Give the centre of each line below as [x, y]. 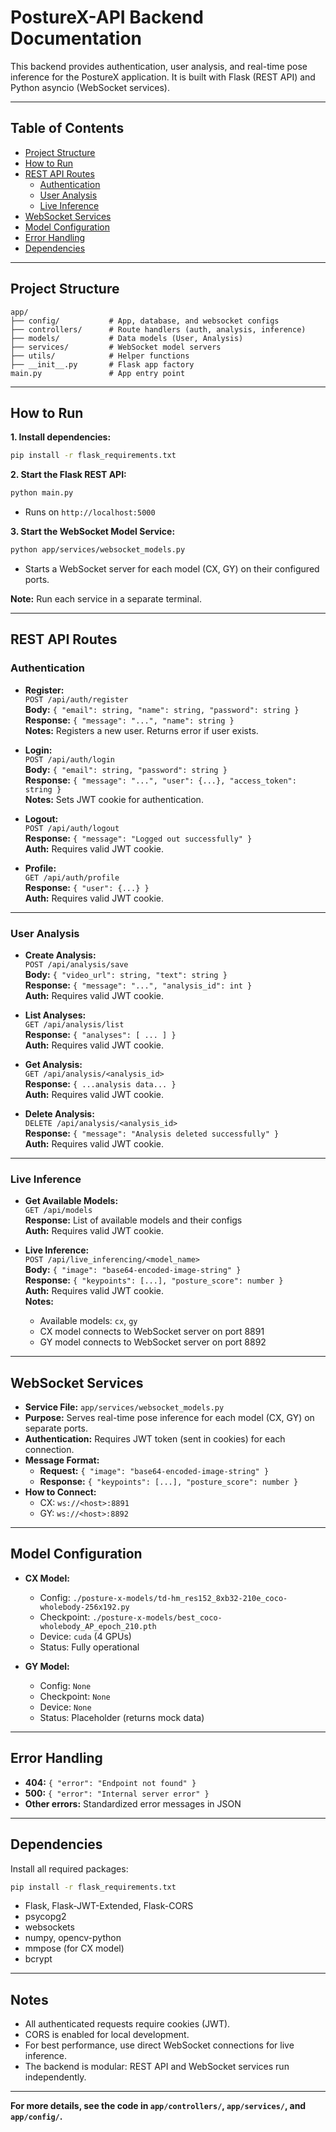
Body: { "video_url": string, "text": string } [126, 974]
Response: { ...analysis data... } [100, 1083]
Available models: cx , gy [88, 1321]
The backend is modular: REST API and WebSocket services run [157, 2067]
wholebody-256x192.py [84, 1607]
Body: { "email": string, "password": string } [126, 769]
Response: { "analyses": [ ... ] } [100, 1034]
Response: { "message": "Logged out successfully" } [138, 838]
